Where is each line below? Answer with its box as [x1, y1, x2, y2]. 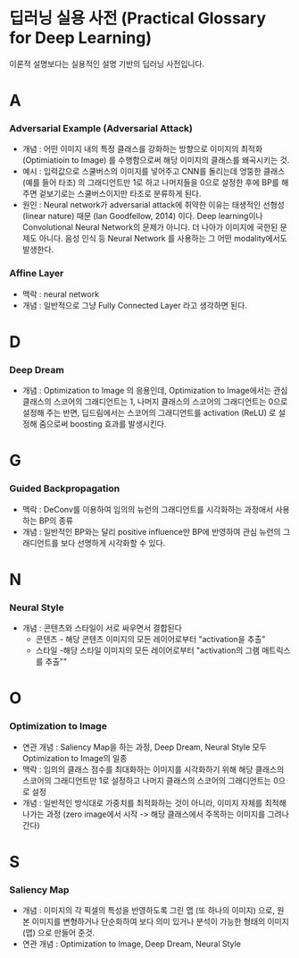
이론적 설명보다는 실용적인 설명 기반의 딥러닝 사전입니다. [9, 58, 205, 69]
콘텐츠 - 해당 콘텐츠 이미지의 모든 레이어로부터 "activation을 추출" [35, 634, 266, 645]
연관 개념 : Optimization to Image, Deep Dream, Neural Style [21, 938, 241, 949]
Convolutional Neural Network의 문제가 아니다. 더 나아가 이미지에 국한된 [21, 222, 278, 233]
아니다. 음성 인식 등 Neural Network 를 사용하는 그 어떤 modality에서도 [38, 233, 287, 244]
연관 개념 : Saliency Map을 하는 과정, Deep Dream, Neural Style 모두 [21, 742, 268, 752]
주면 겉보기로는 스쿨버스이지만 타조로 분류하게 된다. [21, 189, 202, 199]
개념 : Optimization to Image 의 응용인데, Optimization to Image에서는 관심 [21, 386, 288, 396]
